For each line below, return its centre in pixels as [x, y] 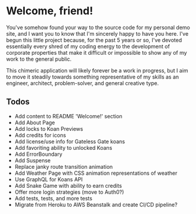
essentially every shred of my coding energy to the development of [88, 46]
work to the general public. [39, 59]
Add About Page [35, 122]
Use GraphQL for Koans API [49, 179]
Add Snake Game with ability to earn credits [68, 185]
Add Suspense [33, 160]
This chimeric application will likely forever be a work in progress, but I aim [97, 70]
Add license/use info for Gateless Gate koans [70, 141]
